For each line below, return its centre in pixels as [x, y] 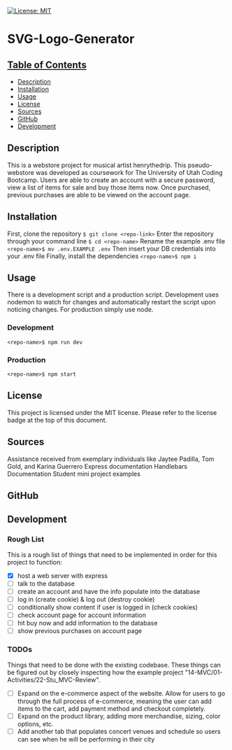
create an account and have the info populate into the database [109, 591]
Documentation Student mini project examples [74, 474]
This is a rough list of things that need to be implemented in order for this [113, 554]
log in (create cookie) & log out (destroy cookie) [86, 599]
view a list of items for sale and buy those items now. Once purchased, [109, 187]
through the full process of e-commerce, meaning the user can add [114, 701]
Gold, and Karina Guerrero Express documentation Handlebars [97, 466]
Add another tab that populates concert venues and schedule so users [119, 731]
